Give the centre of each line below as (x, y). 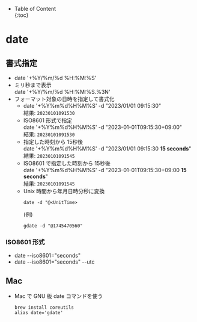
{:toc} (21, 15)
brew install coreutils (44, 308)
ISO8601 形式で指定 (48, 120)
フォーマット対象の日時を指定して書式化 (64, 99)
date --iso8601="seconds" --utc (54, 262)
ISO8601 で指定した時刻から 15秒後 (67, 163)
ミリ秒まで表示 (33, 85)
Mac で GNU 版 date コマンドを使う (59, 296)
